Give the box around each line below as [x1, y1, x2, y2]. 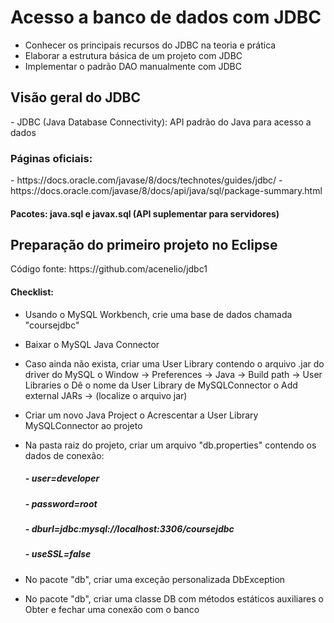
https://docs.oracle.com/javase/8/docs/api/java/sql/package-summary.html [10, 185, 323, 197]
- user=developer [24, 472, 100, 485]
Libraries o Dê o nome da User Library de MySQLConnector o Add [24, 379, 298, 391]
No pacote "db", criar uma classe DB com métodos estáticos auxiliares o [24, 592, 324, 605]
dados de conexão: [24, 449, 105, 461]
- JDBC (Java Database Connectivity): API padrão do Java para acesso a [10, 116, 312, 128]
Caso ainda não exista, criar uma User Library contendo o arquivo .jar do [24, 357, 325, 370]
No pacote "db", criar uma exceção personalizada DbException [24, 573, 286, 585]
